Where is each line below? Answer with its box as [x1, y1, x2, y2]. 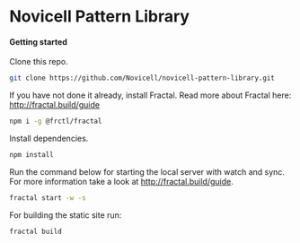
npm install [9, 151, 54, 160]
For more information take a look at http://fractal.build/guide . [9, 177, 234, 187]
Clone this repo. [9, 56, 69, 67]
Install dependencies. [9, 133, 89, 144]
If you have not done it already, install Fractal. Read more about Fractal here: [9, 90, 292, 100]
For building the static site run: [9, 209, 122, 221]
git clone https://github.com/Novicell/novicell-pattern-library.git [9, 74, 276, 82]
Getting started [9, 36, 67, 47]
